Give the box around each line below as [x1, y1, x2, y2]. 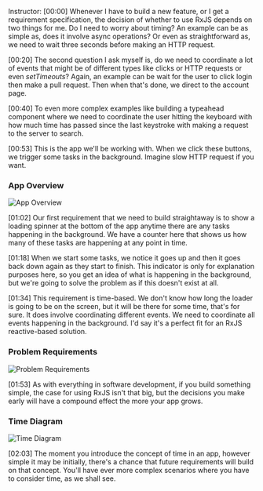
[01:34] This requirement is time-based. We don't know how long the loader [8, 293, 254, 303]
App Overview [8, 180, 64, 191]
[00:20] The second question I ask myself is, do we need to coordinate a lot [8, 55, 254, 64]
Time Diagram [8, 416, 63, 427]
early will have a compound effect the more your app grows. [8, 396, 203, 406]
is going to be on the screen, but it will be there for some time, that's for [8, 302, 240, 311]
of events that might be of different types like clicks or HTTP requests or [8, 64, 242, 73]
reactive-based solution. [8, 327, 88, 336]
